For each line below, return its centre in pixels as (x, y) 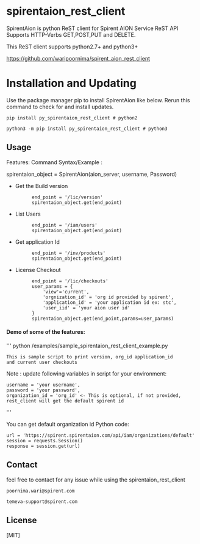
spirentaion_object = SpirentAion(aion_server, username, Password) (92, 174)
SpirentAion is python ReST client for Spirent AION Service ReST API (92, 28)
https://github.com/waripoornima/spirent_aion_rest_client (78, 58)
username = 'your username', (43, 385)
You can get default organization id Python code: (68, 424)
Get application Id (37, 242)
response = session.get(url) (43, 446)
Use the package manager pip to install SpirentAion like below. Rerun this (98, 100)
